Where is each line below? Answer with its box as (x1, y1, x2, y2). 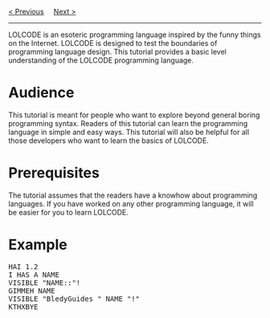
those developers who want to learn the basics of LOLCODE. (8, 136, 209, 145)
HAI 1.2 (8, 262, 39, 271)
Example (8, 236, 67, 254)
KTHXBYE (8, 302, 39, 312)
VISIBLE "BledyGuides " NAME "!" (8, 294, 141, 304)
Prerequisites (8, 164, 100, 182)
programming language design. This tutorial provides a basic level (8, 47, 227, 56)
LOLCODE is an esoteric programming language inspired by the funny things (8, 30, 261, 39)
